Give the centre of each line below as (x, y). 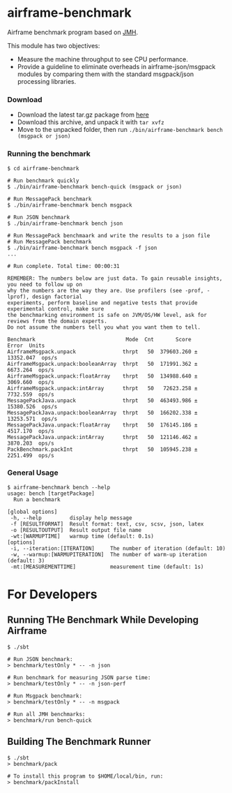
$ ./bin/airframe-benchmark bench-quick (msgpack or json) (95, 186)
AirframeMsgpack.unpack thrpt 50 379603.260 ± (102, 351)
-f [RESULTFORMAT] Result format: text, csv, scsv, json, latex (107, 524)
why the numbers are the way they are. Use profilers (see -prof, (106, 290)
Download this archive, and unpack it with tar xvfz (91, 122)
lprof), (18, 297)
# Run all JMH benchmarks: (46, 714)
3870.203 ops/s (31, 443)
